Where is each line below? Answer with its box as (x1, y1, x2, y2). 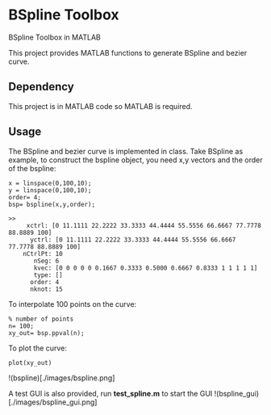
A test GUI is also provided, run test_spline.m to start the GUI (8, 388, 213, 398)
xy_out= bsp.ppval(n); (8, 329, 85, 337)
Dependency (8, 80, 74, 94)
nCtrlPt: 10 (23, 249, 63, 258)
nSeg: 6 (33, 257, 60, 265)
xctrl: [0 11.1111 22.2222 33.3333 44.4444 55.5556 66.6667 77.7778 (26, 221, 262, 229)
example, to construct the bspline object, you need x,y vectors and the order (8, 155, 263, 165)
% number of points (8, 315, 74, 323)
